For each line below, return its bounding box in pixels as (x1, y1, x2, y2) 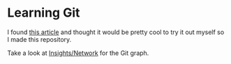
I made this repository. (7, 35, 72, 43)
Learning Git (7, 5, 80, 21)
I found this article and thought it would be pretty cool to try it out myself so (7, 28, 225, 36)
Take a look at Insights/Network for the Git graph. (7, 49, 149, 57)
